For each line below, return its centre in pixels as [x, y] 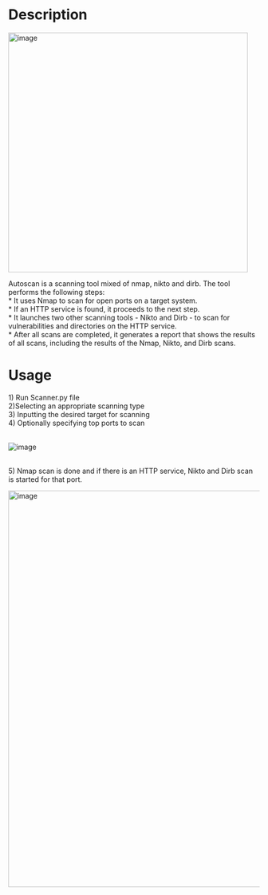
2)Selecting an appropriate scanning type [77, 406]
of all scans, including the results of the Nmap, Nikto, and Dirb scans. [122, 343]
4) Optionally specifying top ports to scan [77, 423]
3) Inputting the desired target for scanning [79, 414]
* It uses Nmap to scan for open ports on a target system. [103, 300]
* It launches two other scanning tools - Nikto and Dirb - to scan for [119, 317]
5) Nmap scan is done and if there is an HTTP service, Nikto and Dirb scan [131, 471]
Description [48, 15]
